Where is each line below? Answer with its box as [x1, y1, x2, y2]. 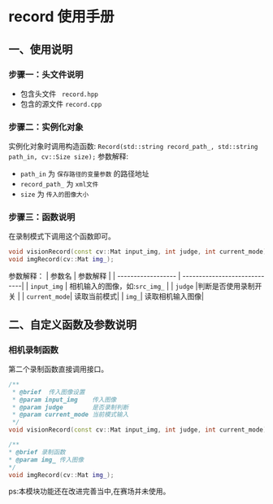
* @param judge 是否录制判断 [11, 403, 129, 411]
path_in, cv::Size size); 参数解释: [8, 151, 128, 161]
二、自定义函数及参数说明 [8, 318, 136, 331]
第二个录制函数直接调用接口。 [8, 364, 108, 374]
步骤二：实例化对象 [8, 121, 84, 133]
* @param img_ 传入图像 [8, 455, 84, 464]
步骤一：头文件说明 [8, 68, 84, 80]
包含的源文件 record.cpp [19, 99, 102, 108]
